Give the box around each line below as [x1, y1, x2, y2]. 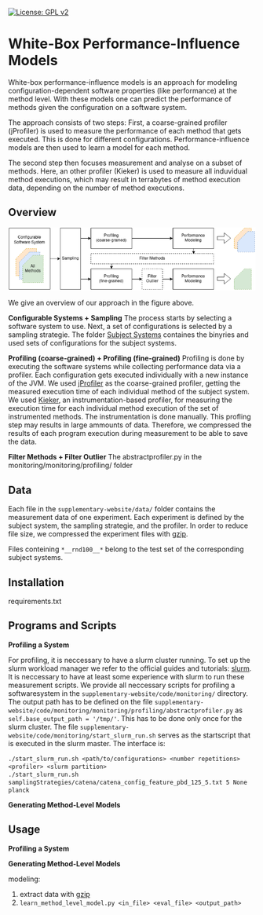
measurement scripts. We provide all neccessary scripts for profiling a [8, 680, 236, 690]
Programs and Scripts [8, 619, 117, 632]
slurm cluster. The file [8, 722, 79, 731]
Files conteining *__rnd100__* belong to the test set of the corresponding [8, 544, 245, 554]
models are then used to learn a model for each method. [8, 142, 191, 152]
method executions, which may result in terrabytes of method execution [8, 174, 241, 184]
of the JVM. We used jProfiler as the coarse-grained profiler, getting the [8, 379, 241, 388]
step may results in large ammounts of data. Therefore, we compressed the [8, 420, 252, 430]
